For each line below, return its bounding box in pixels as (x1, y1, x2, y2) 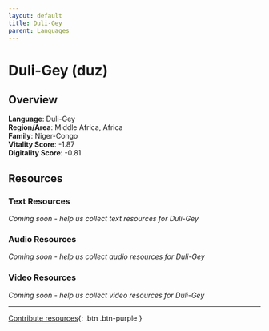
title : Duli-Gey (8, 19, 62, 27)
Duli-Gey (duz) (8, 61, 108, 79)
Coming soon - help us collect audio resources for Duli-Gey (8, 252, 206, 261)
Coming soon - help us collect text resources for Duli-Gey (8, 214, 199, 224)
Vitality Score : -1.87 (8, 139, 75, 149)
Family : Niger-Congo (8, 131, 78, 141)
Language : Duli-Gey (8, 114, 76, 124)
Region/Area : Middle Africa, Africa (8, 123, 123, 132)
